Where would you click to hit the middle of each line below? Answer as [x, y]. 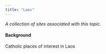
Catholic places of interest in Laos [40, 46]
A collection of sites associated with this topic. [53, 24]
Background [18, 35]
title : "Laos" [20, 10]
